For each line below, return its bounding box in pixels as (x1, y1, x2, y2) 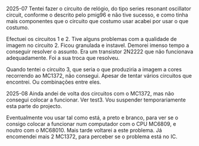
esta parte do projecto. (6, 103, 62, 109)
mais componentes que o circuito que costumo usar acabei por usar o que (6, 18, 189, 24)
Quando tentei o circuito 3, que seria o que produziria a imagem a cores (6, 66, 182, 73)
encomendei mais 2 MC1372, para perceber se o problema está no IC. (6, 133, 178, 140)
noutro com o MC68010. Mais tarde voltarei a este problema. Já (6, 127, 162, 134)
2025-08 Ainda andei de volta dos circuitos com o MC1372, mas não (6, 90, 174, 97)
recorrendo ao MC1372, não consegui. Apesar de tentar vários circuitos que (6, 72, 192, 79)
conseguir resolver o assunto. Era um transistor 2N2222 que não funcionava (6, 48, 194, 55)
